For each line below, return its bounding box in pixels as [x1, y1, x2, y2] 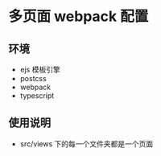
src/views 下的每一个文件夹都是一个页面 [19, 138, 154, 149]
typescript [19, 91, 55, 101]
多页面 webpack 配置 [8, 7, 149, 26]
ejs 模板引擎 [19, 65, 60, 74]
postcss [19, 74, 47, 83]
